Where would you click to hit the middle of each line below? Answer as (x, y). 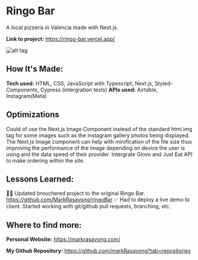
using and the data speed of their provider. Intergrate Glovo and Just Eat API (99, 154)
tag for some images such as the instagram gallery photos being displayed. (98, 135)
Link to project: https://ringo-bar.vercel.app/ (61, 39)
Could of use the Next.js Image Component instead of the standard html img (99, 129)
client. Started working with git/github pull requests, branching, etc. (88, 207)
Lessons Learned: (40, 179)
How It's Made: (35, 69)
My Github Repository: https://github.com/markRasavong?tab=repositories (98, 251)
